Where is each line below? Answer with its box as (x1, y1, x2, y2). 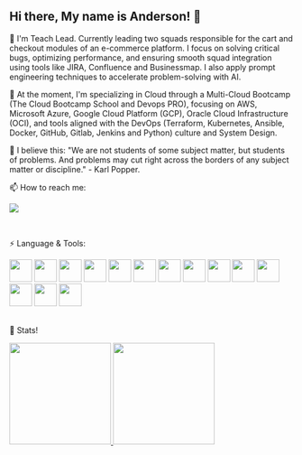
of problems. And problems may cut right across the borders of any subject (9, 154, 290, 165)
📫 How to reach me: (9, 181, 87, 192)
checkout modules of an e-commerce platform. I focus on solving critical (9, 42, 280, 53)
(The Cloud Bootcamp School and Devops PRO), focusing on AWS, (9, 98, 258, 109)
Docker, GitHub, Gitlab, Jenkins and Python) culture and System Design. (9, 127, 278, 138)
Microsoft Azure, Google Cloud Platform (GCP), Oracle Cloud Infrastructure (9, 107, 288, 118)
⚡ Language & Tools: (9, 237, 86, 248)
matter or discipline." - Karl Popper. (9, 163, 141, 174)
